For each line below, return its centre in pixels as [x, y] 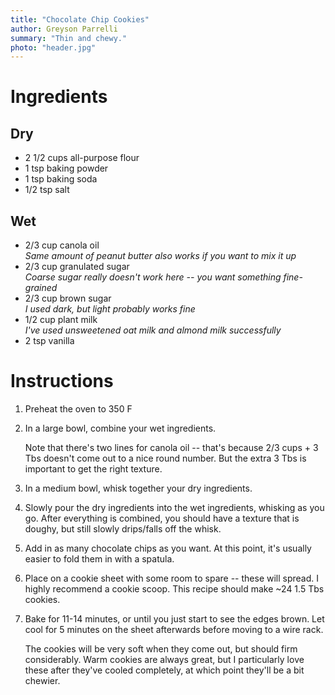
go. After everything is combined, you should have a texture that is [162, 518]
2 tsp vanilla [49, 341]
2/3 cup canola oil [62, 245]
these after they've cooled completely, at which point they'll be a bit [164, 670]
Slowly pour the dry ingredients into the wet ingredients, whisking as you [174, 507]
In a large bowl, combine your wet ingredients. [120, 428]
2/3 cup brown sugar [68, 298]
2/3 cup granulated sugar [77, 267]
